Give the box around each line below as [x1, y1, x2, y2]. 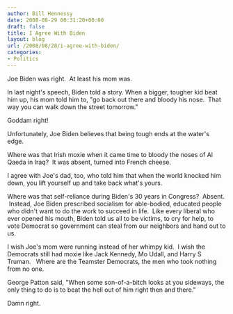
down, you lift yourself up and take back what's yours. [7, 179, 163, 187]
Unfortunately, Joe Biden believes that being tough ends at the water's [7, 129, 210, 138]
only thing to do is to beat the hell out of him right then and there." [7, 286, 196, 294]
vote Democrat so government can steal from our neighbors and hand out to [7, 222, 226, 230]
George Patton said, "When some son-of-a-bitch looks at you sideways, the [7, 278, 225, 286]
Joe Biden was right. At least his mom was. [7, 74, 132, 83]
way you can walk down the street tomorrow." [7, 102, 138, 111]
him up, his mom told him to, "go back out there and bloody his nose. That [7, 95, 221, 104]
